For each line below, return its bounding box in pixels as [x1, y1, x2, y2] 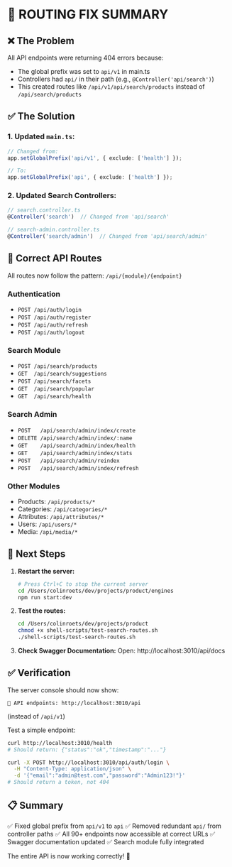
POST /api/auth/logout [17, 329, 85, 337]
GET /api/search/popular [17, 386, 94, 393]
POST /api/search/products [17, 363, 98, 370]
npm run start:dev [17, 594, 72, 601]
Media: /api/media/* [17, 527, 78, 535]
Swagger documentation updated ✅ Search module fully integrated [7, 837, 204, 846]
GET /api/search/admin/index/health [17, 442, 136, 449]
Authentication [7, 289, 60, 299]
